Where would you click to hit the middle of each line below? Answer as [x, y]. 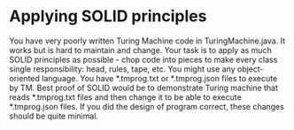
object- [250, 69]
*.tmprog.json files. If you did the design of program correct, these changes [147, 106]
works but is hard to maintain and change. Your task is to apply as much [140, 50]
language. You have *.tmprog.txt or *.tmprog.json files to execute [159, 78]
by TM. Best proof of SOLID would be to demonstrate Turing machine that [144, 88]
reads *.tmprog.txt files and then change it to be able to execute [125, 97]
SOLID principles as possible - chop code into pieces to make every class [143, 59]
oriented [24, 78]
